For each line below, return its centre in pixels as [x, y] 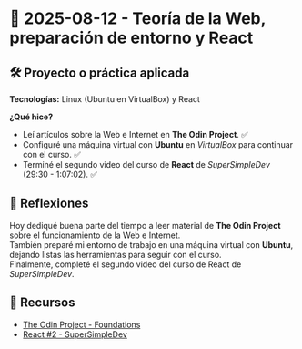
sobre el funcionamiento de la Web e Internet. [95, 235]
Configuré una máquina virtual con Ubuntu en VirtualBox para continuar [158, 144]
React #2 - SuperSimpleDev [75, 334]
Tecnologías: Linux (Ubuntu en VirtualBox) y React [105, 99]
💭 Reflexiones [49, 204]
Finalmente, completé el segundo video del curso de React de [126, 264]
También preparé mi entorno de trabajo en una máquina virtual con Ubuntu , [151, 244]
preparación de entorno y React [131, 38]
